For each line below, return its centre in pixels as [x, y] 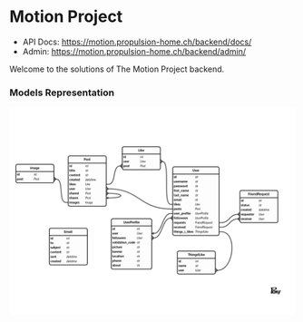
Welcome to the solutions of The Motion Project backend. [117, 69]
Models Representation [62, 93]
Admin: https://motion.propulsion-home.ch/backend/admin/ [134, 51]
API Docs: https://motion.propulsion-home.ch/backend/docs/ [137, 42]
